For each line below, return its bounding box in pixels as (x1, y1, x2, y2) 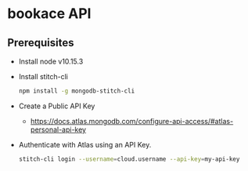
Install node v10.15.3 (18, 56, 84, 66)
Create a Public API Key (18, 101, 95, 111)
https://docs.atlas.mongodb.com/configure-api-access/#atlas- (30, 116, 234, 126)
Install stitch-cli (18, 72, 68, 81)
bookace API (7, 5, 92, 23)
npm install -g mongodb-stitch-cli (18, 87, 135, 95)
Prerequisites (7, 36, 74, 49)
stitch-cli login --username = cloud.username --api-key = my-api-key (18, 155, 240, 163)
